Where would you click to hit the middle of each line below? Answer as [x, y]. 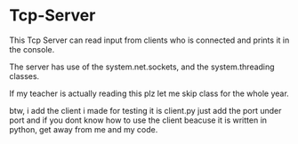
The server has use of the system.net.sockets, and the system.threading [142, 67]
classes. [24, 76]
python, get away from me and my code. [84, 129]
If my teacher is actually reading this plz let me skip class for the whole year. [149, 93]
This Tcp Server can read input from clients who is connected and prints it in [149, 40]
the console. [32, 49]
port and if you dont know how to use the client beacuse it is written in [138, 120]
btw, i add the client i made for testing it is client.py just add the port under [145, 110]
